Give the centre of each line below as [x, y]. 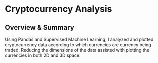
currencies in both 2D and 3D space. [43, 55]
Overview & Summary [40, 28]
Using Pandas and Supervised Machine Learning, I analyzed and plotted [79, 39]
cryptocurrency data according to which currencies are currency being [78, 45]
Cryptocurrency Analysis [59, 9]
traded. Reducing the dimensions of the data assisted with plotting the [77, 50]
